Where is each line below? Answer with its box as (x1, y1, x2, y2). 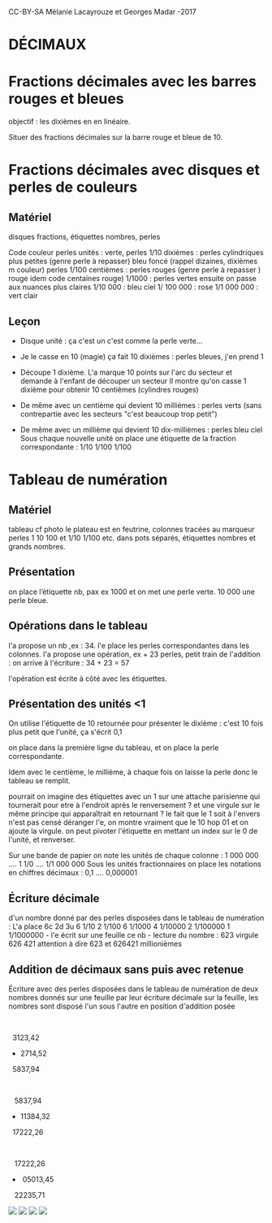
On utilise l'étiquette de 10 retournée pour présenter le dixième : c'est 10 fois (8, 718, 264, 728)
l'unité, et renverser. (8, 835, 76, 844)
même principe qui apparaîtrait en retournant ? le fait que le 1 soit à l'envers (8, 809, 261, 819)
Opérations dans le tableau (8, 619, 148, 633)
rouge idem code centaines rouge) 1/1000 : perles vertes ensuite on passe (8, 274, 257, 284)
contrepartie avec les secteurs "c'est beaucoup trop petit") (19, 409, 218, 419)
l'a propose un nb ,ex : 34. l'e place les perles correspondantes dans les (8, 640, 250, 650)
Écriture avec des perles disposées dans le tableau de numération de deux (8, 984, 259, 994)
